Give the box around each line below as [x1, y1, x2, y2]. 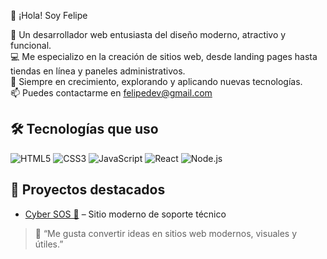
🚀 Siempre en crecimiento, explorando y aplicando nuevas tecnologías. [10, 76, 303, 87]
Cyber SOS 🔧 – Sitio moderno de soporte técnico [24, 208, 227, 220]
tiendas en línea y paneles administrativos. [10, 65, 186, 77]
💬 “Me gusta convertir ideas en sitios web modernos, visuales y [34, 227, 298, 239]
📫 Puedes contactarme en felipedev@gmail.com [10, 87, 213, 99]
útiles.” [34, 238, 64, 250]
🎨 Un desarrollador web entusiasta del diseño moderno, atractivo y [10, 29, 287, 40]
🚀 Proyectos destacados [10, 181, 166, 199]
